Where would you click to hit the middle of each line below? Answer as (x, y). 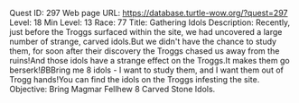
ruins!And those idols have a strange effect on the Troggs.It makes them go (150, 60)
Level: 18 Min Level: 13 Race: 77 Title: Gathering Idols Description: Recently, (150, 22)
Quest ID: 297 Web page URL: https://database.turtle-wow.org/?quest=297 (149, 13)
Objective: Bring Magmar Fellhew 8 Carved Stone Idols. (112, 89)
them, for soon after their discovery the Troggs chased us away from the (145, 51)
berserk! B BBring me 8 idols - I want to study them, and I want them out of (147, 70)
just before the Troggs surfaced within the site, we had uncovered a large (146, 32)
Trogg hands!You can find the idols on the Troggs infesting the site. (135, 79)
